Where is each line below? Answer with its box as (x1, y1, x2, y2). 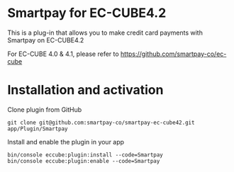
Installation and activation (7, 82, 164, 98)
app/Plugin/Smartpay (7, 125, 69, 132)
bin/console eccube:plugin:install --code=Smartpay (7, 151, 163, 159)
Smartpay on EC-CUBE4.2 (7, 35, 84, 44)
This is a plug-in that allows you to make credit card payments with (7, 28, 204, 37)
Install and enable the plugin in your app (7, 137, 125, 146)
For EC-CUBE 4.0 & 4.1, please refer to (7, 50, 119, 58)
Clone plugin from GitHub (7, 105, 82, 114)
